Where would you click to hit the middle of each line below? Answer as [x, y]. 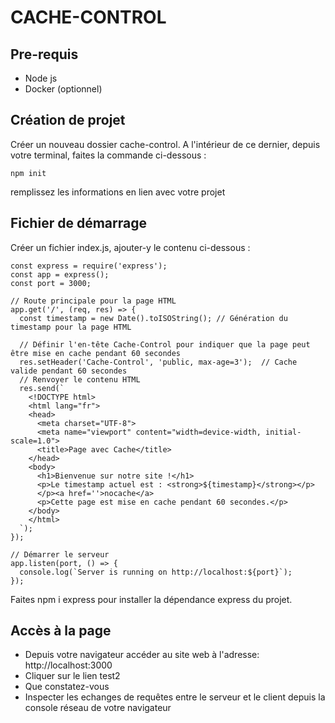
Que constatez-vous [67, 687]
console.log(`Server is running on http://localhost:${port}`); [156, 572]
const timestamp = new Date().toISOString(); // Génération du [153, 318]
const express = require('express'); [89, 266]
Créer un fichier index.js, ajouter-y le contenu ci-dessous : [130, 247]
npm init [28, 173]
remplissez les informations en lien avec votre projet [118, 192]
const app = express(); [60, 274]
